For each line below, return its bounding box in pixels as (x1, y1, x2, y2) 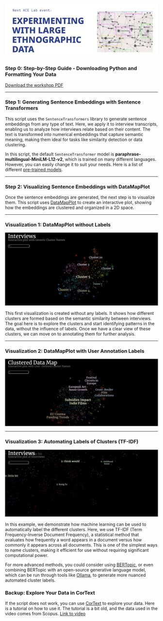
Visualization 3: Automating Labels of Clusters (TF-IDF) (5, 438, 139, 445)
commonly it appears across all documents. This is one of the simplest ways (5, 542, 158, 548)
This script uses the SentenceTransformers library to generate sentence (5, 116, 147, 121)
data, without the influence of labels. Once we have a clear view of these (5, 326, 151, 332)
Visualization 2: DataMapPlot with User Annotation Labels (5, 348, 145, 354)
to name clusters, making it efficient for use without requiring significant (5, 547, 149, 553)
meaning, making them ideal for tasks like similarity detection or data (5, 137, 143, 142)
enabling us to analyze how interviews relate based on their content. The (5, 126, 150, 132)
